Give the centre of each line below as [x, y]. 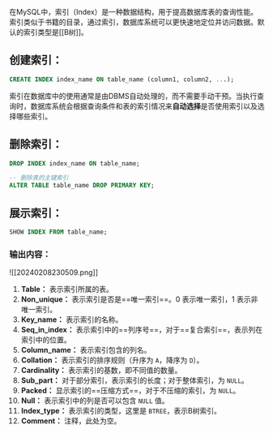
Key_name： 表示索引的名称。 [72, 319]
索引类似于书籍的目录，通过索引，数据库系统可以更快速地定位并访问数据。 [133, 22]
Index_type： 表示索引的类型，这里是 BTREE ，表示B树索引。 [121, 411]
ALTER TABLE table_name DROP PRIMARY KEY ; [82, 186]
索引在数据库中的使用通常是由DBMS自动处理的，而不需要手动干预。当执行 [133, 96]
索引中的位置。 [46, 340]
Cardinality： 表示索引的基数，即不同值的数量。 [101, 371]
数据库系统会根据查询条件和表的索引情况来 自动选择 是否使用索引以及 [144, 106]
